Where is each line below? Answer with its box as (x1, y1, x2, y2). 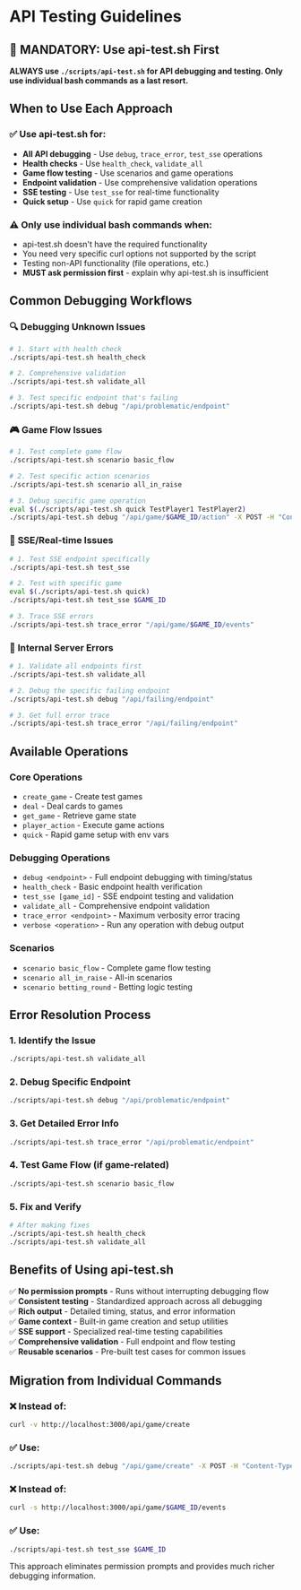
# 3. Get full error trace (9, 711, 110, 720)
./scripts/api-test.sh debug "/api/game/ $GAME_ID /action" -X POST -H (9, 513, 275, 522)
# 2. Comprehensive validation (9, 369, 126, 378)
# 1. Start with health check (9, 344, 123, 353)
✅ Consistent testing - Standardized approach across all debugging (9, 1296, 262, 1307)
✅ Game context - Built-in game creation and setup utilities (9, 1316, 228, 1327)
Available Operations (9, 744, 129, 759)
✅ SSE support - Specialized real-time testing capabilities (9, 1326, 224, 1337)
